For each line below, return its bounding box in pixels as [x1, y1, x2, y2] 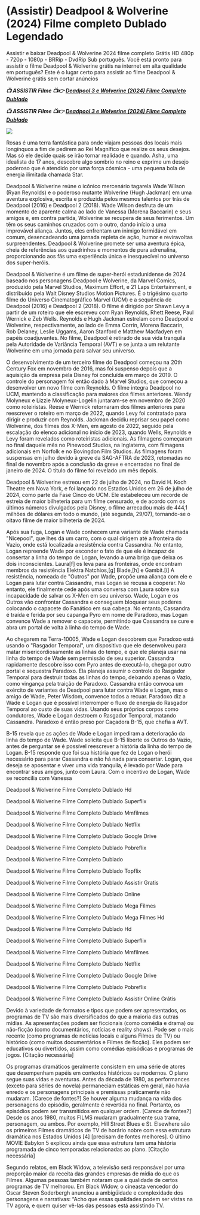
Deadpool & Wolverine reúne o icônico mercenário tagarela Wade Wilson [6, 182, 185, 189]
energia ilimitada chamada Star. [6, 171, 84, 178]
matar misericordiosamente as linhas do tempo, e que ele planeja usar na [6, 648, 186, 655]
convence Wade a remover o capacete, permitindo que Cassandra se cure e [6, 617, 194, 625]
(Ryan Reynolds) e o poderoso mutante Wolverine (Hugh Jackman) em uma [6, 189, 192, 196]
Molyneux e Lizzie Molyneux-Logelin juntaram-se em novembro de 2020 [6, 397, 186, 404]
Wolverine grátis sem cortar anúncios [6, 75, 99, 82]
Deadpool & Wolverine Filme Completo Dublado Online [6, 890, 140, 897]
